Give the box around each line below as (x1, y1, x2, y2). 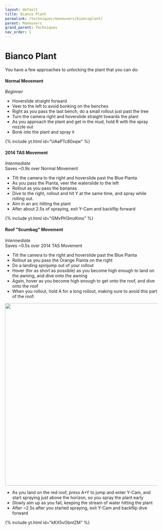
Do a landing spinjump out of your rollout (12, 262, 94, 268)
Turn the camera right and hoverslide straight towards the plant (12, 114, 139, 120)
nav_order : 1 (5, 30, 32, 35)
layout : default (5, 7, 38, 12)
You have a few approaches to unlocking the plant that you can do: (5, 67, 139, 72)
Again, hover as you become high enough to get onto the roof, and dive (12, 278, 155, 283)
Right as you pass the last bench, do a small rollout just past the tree (12, 108, 149, 114)
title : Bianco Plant (5, 12, 47, 17)
